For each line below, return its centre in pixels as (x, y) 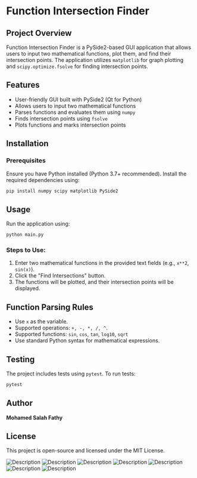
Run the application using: (38, 224)
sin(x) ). (24, 269)
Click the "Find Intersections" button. (60, 276)
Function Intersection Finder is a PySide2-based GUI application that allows (99, 47)
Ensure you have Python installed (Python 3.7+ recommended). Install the (96, 174)
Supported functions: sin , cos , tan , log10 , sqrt (71, 334)
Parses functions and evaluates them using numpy (75, 112)
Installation (27, 144)
